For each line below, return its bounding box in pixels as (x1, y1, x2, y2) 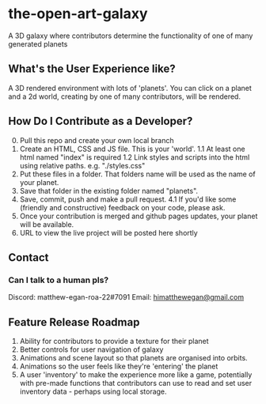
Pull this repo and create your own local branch (19, 135, 174, 145)
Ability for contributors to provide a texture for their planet (19, 337, 209, 346)
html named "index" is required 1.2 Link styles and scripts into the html (19, 152, 250, 162)
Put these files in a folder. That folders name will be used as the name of (19, 169, 256, 179)
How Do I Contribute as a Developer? (8, 115, 193, 128)
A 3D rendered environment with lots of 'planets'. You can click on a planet (8, 83, 252, 93)
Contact (8, 251, 49, 264)
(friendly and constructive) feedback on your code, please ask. (19, 202, 226, 212)
